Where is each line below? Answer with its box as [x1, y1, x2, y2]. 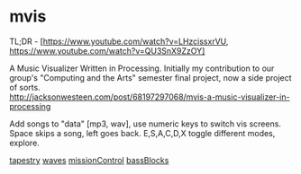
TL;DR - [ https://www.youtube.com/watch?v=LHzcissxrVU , [9, 36, 229, 47]
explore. [9, 137, 41, 148]
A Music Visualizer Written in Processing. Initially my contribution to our [9, 63, 275, 74]
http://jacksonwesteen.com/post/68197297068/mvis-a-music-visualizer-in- [9, 91, 290, 102]
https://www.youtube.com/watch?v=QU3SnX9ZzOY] [9, 45, 205, 56]
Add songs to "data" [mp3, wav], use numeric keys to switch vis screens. [9, 118, 282, 129]
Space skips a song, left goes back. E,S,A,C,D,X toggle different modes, [9, 127, 276, 138]
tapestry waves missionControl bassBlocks [9, 154, 169, 165]
